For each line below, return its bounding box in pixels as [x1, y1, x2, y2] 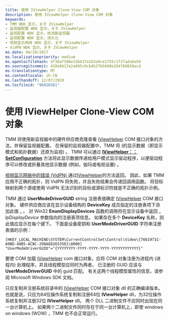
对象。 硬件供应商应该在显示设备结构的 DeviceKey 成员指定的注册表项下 [5, 201, 156, 207]
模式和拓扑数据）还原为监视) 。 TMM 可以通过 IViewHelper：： [5, 148, 138, 154]
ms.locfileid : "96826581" [5, 82, 60, 87]
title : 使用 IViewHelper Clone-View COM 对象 [5, 7, 100, 13]
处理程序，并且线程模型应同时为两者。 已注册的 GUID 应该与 [17, 261, 142, 268]
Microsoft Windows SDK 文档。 [11, 274, 76, 280]
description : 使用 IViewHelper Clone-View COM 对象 [5, 12, 114, 17]
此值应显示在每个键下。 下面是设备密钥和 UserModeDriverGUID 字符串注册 [5, 221, 162, 227]
